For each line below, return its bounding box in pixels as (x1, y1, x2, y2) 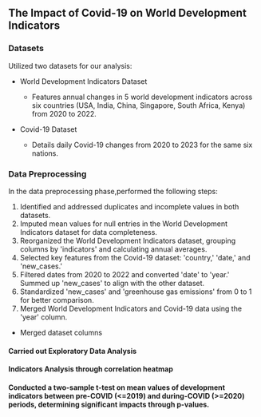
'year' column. (19, 312, 68, 322)
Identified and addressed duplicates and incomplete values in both (19, 201, 239, 211)
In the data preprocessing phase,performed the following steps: (8, 186, 218, 196)
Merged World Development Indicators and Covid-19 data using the (19, 304, 242, 313)
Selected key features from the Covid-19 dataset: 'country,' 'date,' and (19, 252, 251, 262)
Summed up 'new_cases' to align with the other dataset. (19, 278, 205, 288)
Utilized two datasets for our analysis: (8, 61, 132, 70)
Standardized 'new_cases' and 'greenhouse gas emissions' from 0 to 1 (19, 287, 252, 296)
